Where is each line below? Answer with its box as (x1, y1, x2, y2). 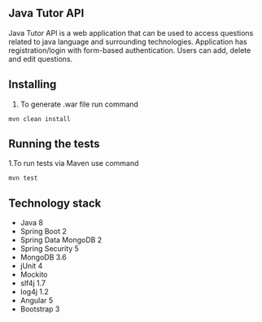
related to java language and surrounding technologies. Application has (8, 37, 247, 46)
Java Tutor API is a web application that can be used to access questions (8, 28, 254, 37)
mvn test (8, 174, 38, 182)
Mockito (20, 270, 48, 280)
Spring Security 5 (20, 244, 80, 254)
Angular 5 (20, 296, 54, 306)
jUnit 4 (20, 261, 43, 271)
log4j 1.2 (20, 287, 49, 297)
